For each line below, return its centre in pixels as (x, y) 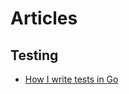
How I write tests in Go (71, 79)
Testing (34, 55)
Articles (44, 18)
